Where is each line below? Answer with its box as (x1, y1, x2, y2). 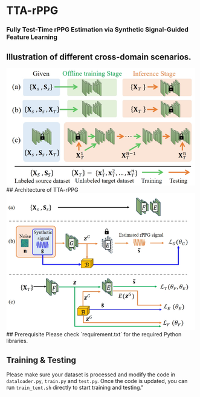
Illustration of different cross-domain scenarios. (6, 52, 192, 62)
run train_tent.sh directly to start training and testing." (6, 384, 144, 392)
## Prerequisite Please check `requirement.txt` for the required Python (6, 331, 182, 338)
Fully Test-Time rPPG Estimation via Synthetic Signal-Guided (6, 25, 189, 34)
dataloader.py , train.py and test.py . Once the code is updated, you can (6, 378, 188, 385)
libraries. (6, 338, 28, 345)
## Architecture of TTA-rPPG (6, 186, 79, 193)
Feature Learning (6, 33, 58, 41)
